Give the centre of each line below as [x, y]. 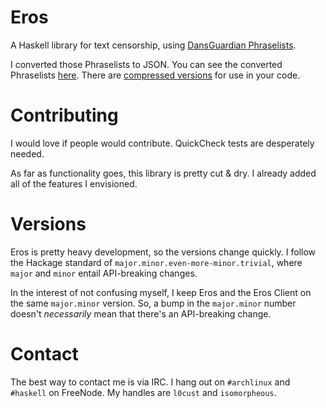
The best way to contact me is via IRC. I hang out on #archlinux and [150, 382]
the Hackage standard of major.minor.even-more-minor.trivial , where [156, 262]
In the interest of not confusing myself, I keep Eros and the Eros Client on [161, 292]
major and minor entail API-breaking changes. [104, 273]
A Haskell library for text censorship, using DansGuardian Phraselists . [153, 45]
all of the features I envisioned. [74, 183]
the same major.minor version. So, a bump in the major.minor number [153, 303]
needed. [27, 153]
